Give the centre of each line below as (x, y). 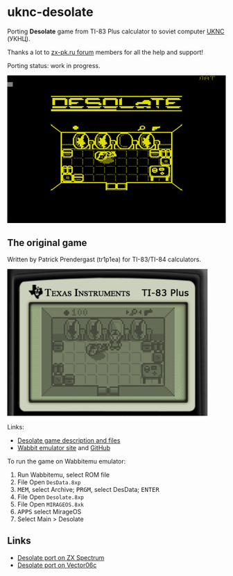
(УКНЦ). (19, 38)
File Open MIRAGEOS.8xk (51, 504)
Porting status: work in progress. (54, 65)
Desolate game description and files (69, 440)
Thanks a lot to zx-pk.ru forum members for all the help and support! (105, 52)
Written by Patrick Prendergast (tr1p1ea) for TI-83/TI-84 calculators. (104, 259)
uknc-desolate (50, 12)
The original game (47, 243)
